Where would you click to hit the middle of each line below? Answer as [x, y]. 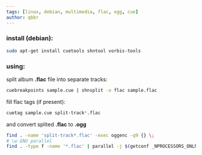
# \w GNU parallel [29, 141]
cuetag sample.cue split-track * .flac [54, 113]
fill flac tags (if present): [36, 102]
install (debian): [30, 38]
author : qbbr [23, 17]
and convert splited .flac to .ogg [46, 124]
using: [16, 66]
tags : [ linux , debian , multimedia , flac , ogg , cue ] [72, 12]
